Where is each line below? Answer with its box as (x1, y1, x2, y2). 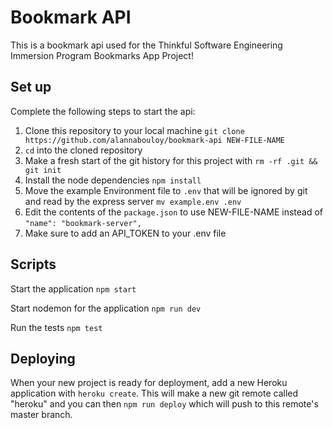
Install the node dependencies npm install (24, 174, 202, 186)
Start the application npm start (10, 282, 137, 295)
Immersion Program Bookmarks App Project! (10, 49, 194, 61)
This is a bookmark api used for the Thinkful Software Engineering (10, 39, 283, 51)
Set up (10, 79, 52, 96)
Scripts (10, 256, 57, 273)
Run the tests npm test (10, 321, 103, 333)
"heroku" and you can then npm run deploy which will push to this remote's (10, 398, 319, 410)
